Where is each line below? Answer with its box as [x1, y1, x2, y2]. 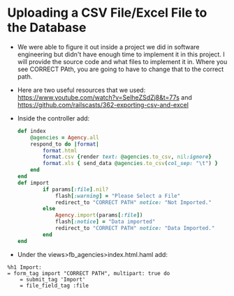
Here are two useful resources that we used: [17, 86, 146, 94]
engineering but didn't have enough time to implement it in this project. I [17, 50, 225, 59]
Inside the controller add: [17, 114, 90, 123]
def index [17, 127, 47, 134]
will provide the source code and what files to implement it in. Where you [17, 57, 228, 65]
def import [17, 179, 50, 186]
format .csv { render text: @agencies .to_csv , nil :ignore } [43, 153, 212, 161]
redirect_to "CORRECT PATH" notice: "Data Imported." [54, 225, 215, 232]
